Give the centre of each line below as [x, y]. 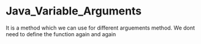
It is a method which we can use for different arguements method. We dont [100, 28]
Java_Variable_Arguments [74, 11]
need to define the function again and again [61, 34]
